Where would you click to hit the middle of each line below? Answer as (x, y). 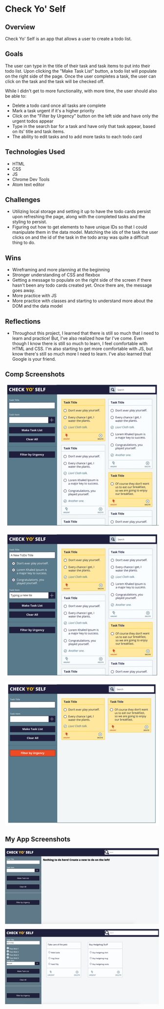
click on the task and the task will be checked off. (55, 81)
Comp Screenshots (35, 374)
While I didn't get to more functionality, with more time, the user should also (81, 91)
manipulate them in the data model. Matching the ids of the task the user (85, 232)
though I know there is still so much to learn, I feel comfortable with (80, 344)
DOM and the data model (37, 306)
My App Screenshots (38, 839)
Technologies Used (35, 152)
